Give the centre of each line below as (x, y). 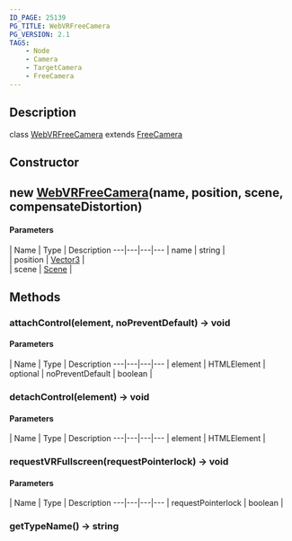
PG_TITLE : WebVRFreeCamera (60, 26)
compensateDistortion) (76, 207)
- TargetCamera (54, 68)
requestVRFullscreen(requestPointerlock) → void (119, 462)
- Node (38, 51)
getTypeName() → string (64, 527)
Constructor (44, 162)
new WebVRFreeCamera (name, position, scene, (146, 193)
